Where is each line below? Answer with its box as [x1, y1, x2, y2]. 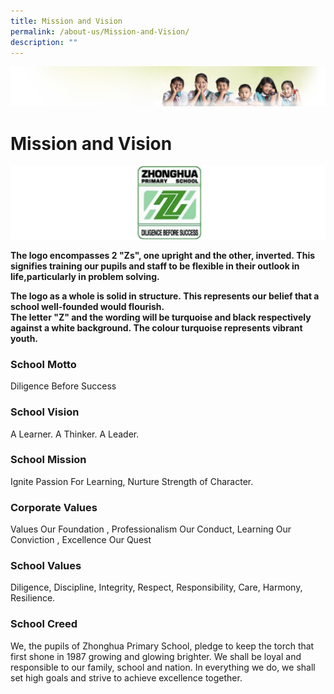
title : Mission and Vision [10, 16, 123, 26]
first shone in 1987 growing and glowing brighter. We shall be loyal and [10, 650, 302, 662]
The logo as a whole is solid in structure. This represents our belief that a [10, 290, 320, 302]
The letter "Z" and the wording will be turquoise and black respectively [10, 311, 312, 323]
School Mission [10, 453, 87, 467]
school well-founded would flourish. [10, 300, 165, 312]
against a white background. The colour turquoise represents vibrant [10, 321, 303, 334]
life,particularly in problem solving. [10, 270, 160, 282]
